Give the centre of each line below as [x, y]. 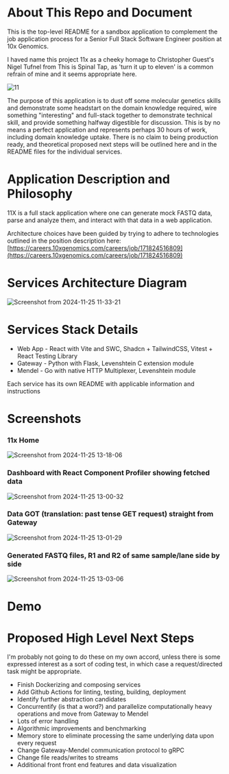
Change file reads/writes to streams [68, 758]
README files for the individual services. [64, 152]
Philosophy [40, 194]
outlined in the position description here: [64, 241]
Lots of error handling [48, 721]
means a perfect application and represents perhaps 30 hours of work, [107, 130]
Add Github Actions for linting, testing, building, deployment [101, 692]
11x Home [23, 440]
